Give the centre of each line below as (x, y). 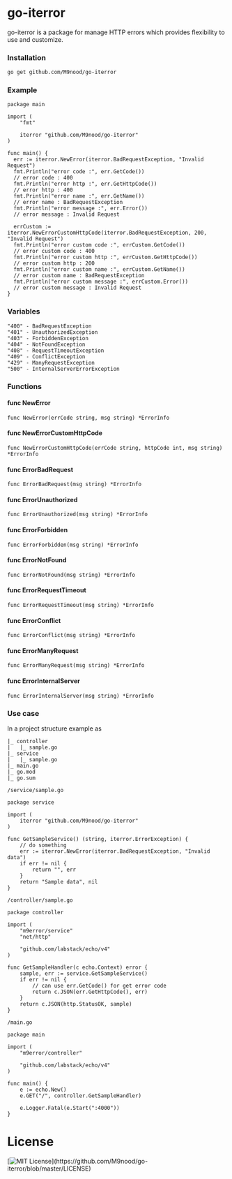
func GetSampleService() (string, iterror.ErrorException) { (98, 839)
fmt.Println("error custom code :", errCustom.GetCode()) (100, 245)
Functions (24, 386)
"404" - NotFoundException (46, 344)
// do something (44, 845)
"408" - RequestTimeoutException (56, 351)
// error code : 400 (43, 178)
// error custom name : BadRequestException (79, 276)
